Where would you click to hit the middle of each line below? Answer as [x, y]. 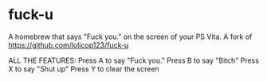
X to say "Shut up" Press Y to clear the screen [84, 68]
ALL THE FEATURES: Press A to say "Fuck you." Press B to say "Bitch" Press [133, 60]
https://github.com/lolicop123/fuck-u [69, 44]
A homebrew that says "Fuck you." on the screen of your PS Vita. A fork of [130, 37]
